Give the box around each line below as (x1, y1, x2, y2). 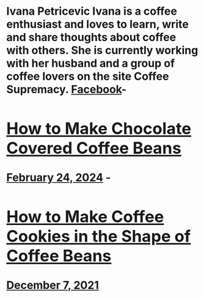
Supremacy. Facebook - (6, 83, 127, 96)
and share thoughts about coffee (6, 31, 177, 44)
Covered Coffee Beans (6, 137, 181, 158)
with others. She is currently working (6, 44, 199, 58)
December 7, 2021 (6, 278, 100, 292)
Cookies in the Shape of (6, 226, 191, 246)
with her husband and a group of (6, 56, 175, 71)
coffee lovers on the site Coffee (6, 69, 169, 83)
